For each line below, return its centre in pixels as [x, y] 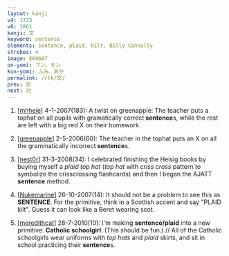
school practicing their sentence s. [66, 245]
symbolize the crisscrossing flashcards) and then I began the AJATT [114, 174]
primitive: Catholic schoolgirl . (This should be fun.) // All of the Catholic [120, 230]
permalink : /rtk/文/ [36, 78]
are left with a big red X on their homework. [79, 125]
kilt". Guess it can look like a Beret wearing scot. [86, 210]
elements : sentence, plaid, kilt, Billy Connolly [80, 46]
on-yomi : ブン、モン [34, 65]
